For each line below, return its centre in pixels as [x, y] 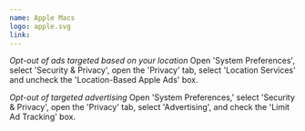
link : [20, 35]
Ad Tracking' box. [42, 117]
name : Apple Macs [42, 18]
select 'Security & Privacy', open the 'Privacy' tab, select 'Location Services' [152, 70]
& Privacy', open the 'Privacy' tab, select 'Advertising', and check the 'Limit [149, 107]
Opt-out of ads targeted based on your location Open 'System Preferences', [152, 61]
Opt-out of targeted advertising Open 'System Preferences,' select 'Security [152, 97]
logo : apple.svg [40, 26]
